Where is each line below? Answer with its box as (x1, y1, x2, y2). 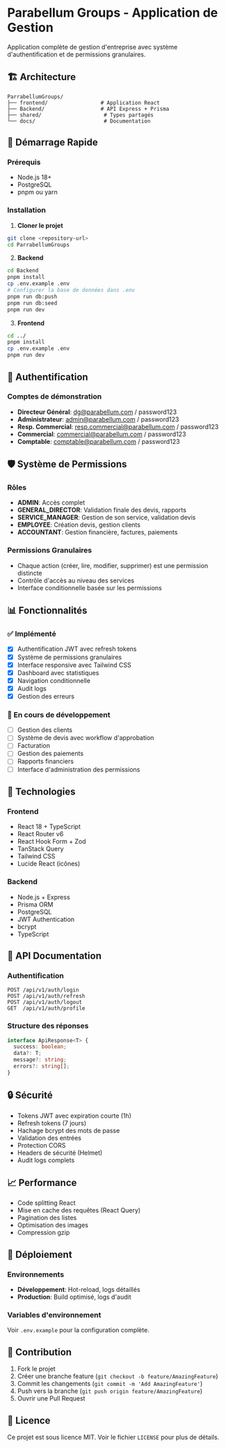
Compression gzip (17, 1229, 70, 1237)
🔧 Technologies (7, 785, 76, 797)
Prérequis (7, 157, 41, 167)
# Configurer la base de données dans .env (7, 287, 136, 294)
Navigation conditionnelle (17, 676, 90, 684)
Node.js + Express (17, 893, 71, 901)
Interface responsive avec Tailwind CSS (17, 661, 131, 669)
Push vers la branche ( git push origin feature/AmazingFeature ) (17, 1387, 203, 1395)
